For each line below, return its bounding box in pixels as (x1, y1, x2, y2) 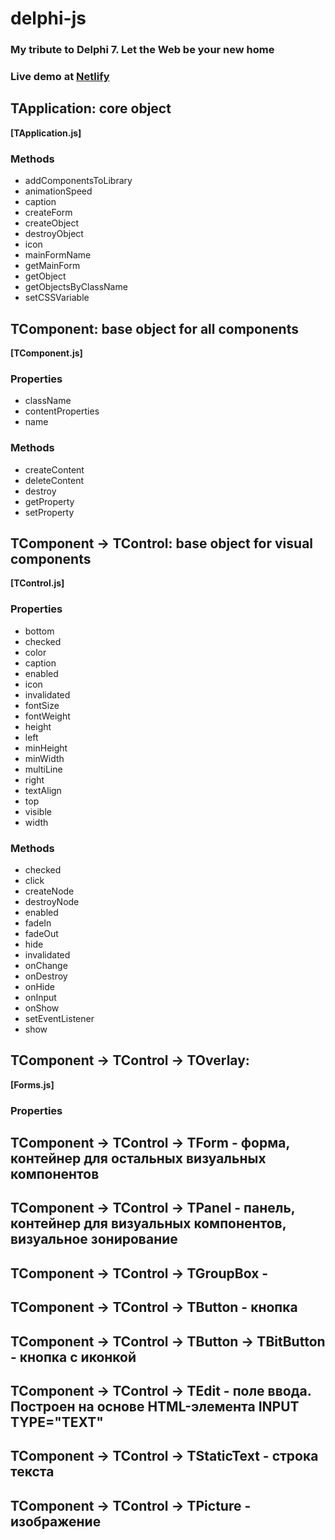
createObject (24, 217, 80, 229)
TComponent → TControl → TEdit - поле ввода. (10, 1383, 312, 1400)
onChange (24, 959, 68, 971)
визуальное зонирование (10, 1231, 178, 1248)
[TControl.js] (10, 577, 65, 589)
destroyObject (24, 228, 84, 240)
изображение (10, 1513, 102, 1530)
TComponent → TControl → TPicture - (10, 1497, 252, 1514)
